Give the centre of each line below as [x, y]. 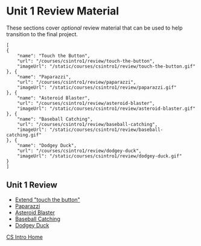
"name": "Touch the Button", [54, 55]
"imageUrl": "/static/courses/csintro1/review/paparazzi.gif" [97, 87]
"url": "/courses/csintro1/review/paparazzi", [77, 82]
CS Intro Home [25, 237]
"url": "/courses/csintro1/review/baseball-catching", [88, 124]
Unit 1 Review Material [63, 11]
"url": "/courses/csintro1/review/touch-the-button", [86, 61]
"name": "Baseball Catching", [55, 119]
